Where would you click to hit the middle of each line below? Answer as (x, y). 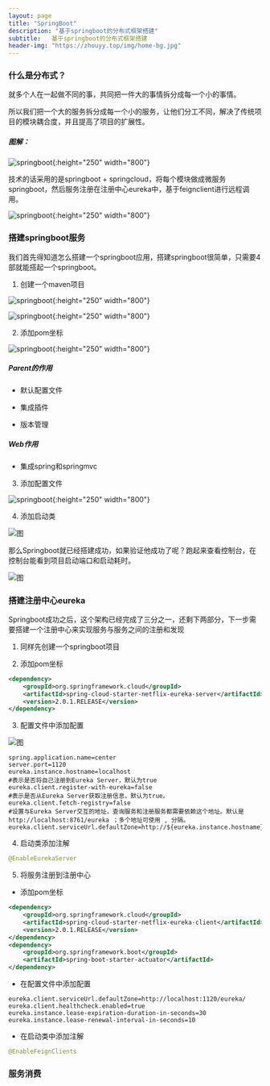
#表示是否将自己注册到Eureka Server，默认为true (83, 780)
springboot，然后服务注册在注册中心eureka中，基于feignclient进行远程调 (129, 189)
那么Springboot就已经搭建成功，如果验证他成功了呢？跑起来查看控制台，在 (133, 550)
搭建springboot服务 (47, 238)
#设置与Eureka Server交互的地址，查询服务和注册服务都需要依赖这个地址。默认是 (126, 812)
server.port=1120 (37, 765)
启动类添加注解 (45, 843)
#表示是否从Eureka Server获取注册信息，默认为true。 (89, 796)
